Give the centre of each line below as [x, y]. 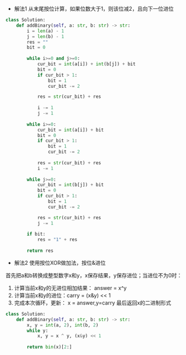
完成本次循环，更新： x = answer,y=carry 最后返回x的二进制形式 [92, 303]
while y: [38, 331]
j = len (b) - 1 [46, 36]
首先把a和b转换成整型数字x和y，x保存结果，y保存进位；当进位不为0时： [94, 275]
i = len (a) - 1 [46, 31]
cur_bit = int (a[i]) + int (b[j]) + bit [86, 64]
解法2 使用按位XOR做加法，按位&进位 [60, 263]
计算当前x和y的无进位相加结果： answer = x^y [70, 288]
